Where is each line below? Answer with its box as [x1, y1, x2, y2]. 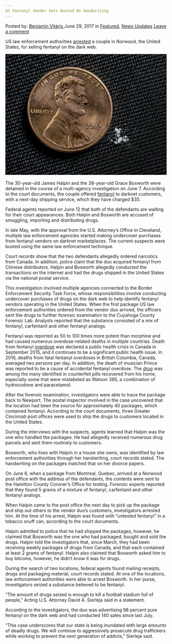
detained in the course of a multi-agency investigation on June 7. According [5, 185, 165, 191]
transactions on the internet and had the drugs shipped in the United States [5, 269, 164, 276]
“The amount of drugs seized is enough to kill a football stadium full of [5, 591, 154, 597]
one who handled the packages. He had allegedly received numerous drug [5, 434, 163, 440]
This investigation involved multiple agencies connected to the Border [5, 284, 153, 291]
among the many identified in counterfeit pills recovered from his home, [5, 371, 157, 377]
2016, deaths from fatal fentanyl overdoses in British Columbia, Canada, [5, 354, 157, 361]
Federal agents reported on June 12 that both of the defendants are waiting [5, 206, 164, 212]
